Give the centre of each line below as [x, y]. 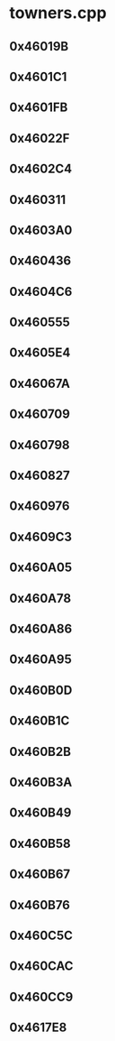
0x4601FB [39, 108]
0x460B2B [40, 751]
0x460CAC [41, 967]
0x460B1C [40, 721]
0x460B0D [41, 690]
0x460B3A [41, 782]
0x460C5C [41, 935]
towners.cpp [58, 13]
